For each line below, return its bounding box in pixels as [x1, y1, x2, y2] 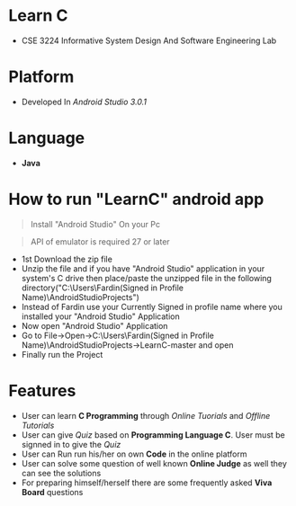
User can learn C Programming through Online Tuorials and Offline [21, 410, 271, 421]
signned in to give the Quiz [21, 439, 121, 449]
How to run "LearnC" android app [8, 190, 265, 209]
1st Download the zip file [21, 253, 113, 264]
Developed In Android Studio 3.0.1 [21, 96, 148, 107]
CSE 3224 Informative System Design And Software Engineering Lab [21, 35, 277, 46]
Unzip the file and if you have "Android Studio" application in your [21, 262, 265, 274]
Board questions [21, 486, 84, 497]
